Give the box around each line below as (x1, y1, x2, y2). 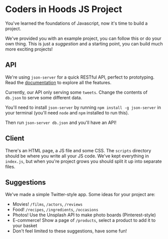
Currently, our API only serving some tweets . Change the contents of (5, 89, 148, 95)
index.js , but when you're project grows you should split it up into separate (5, 158, 162, 164)
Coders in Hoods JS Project (5, 4, 122, 15)
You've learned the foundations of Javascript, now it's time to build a (5, 20, 148, 26)
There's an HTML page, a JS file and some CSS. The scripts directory (5, 147, 151, 153)
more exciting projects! (5, 46, 53, 52)
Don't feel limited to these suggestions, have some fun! (12, 228, 127, 234)
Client (5, 134, 25, 143)
